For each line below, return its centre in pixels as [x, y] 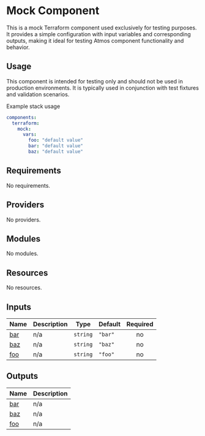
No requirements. [28, 185]
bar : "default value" [56, 146]
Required [140, 324]
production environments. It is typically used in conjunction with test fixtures [102, 88]
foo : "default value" [56, 140]
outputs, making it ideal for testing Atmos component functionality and [95, 40]
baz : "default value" [56, 151]
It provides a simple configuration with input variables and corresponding [99, 34]
